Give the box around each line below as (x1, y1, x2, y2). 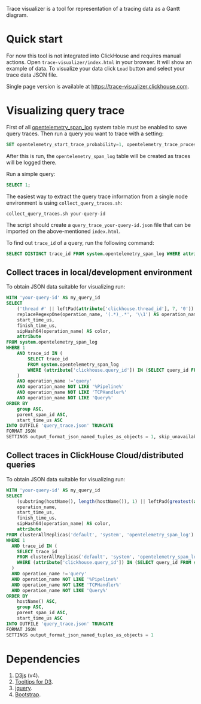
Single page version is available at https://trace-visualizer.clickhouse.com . (6, 83, 190, 90)
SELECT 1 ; (6, 182, 31, 188)
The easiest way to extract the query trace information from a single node (6, 193, 188, 200)
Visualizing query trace (6, 104, 125, 117)
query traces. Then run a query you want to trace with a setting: (6, 130, 164, 137)
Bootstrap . (14, 691, 41, 698)
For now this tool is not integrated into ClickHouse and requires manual (6, 52, 181, 59)
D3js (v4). (14, 672, 40, 679)
